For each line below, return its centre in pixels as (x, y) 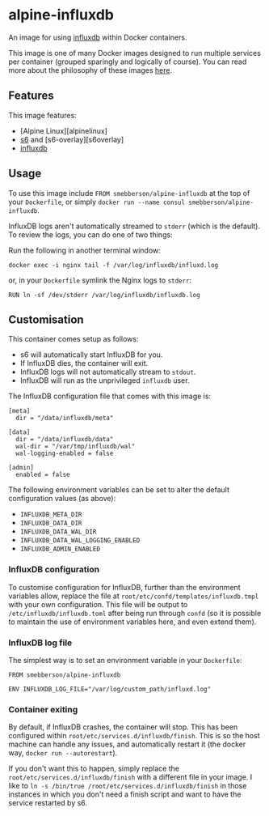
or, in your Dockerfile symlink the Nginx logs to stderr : (100, 280)
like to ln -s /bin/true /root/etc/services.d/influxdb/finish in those (128, 786)
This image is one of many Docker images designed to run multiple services (134, 53)
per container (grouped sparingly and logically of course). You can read (128, 62)
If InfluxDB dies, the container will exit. (84, 363)
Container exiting (43, 709)
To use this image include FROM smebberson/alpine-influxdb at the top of (129, 193)
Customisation (46, 319)
